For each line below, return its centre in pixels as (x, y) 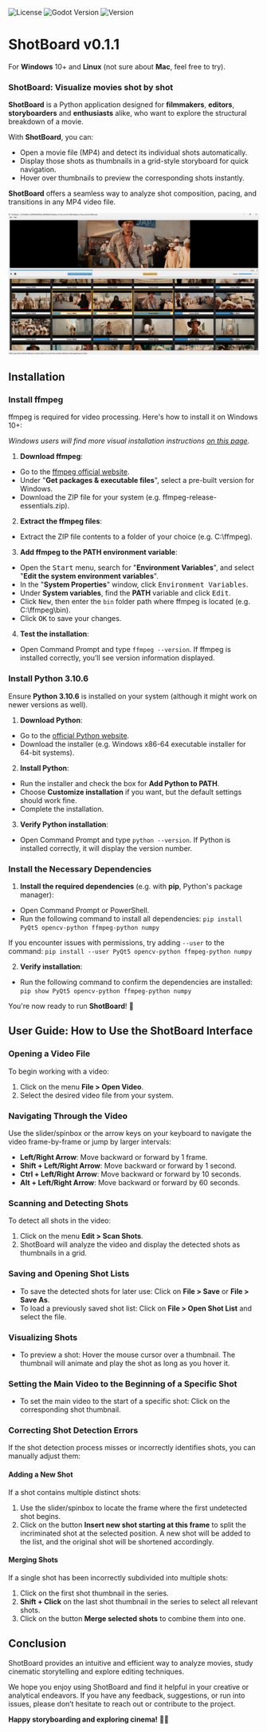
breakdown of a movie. (46, 122)
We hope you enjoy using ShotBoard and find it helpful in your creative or (129, 1687)
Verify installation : (51, 967)
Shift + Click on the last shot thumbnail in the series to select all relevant (139, 1601)
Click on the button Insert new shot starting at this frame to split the (133, 1524)
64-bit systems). (47, 752)
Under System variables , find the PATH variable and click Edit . (125, 593)
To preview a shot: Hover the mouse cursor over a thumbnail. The (128, 1354)
